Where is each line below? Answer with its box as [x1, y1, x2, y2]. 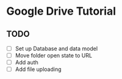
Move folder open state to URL [15, 52, 93, 59]
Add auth [15, 59, 38, 66]
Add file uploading [15, 66, 62, 73]
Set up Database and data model [15, 45, 98, 52]
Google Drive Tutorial [6, 4, 117, 18]
